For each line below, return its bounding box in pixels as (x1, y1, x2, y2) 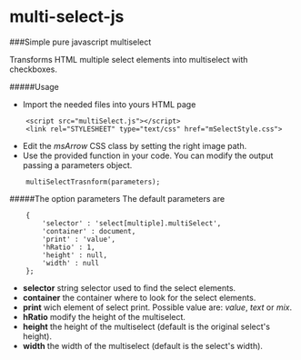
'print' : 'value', (42, 235, 116, 244)
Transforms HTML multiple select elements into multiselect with (9, 54, 248, 65)
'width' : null (42, 258, 100, 267)
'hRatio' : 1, (42, 243, 95, 252)
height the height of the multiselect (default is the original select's (22, 321, 271, 332)
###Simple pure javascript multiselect (9, 36, 152, 47)
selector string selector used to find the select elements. (22, 282, 236, 293)
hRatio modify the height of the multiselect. (22, 311, 186, 322)
